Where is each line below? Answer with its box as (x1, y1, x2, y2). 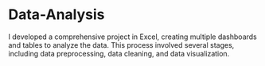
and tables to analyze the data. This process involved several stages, (8, 40, 235, 49)
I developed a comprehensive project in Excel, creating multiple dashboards (8, 32, 257, 41)
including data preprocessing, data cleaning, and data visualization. (8, 49, 230, 58)
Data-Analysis (8, 6, 105, 24)
